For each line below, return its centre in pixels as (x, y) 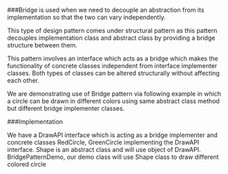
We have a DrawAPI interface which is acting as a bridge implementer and (112, 135)
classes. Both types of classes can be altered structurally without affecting (113, 73)
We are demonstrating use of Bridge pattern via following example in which (114, 94)
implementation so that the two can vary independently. (86, 17)
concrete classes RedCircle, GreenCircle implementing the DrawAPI (103, 142)
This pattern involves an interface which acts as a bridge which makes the (113, 58)
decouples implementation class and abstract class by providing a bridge (111, 38)
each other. (23, 80)
